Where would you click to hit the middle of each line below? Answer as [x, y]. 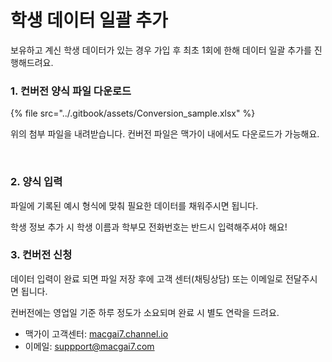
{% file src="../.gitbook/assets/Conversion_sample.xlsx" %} [133, 113]
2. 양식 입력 [36, 182]
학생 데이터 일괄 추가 [89, 20]
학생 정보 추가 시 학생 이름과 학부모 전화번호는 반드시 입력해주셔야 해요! [149, 227]
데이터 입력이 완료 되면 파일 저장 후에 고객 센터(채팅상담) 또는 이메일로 [146, 278]
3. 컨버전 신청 [41, 255]
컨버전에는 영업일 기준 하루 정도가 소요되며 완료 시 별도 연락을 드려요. [145, 312]
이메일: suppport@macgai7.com [89, 346]
